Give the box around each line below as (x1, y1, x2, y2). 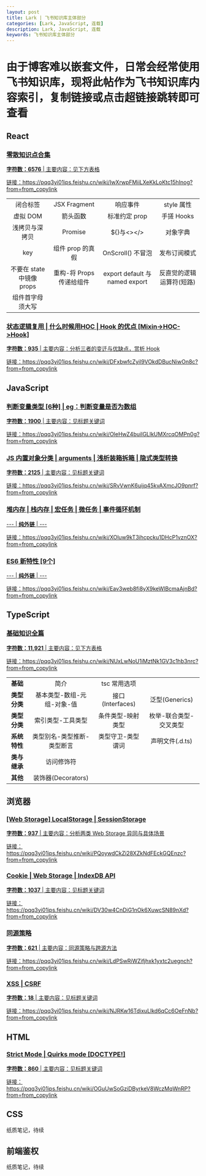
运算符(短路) (159, 278, 196, 286)
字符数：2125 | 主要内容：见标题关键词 (6, 469, 104, 476)
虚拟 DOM (13, 212, 42, 220)
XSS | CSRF (6, 979, 42, 988)
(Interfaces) (101, 699, 136, 708)
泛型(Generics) (150, 695, 193, 704)
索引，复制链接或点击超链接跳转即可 (17, 91, 200, 105)
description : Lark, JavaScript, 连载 (6, 26, 101, 33)
